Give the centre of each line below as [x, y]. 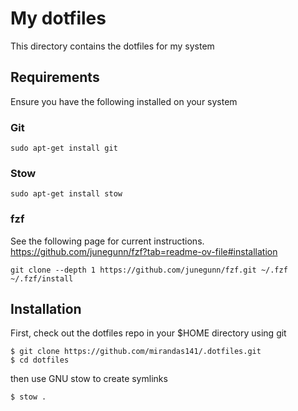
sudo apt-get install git [64, 148]
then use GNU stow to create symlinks [89, 379]
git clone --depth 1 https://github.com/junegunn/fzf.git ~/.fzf [149, 270]
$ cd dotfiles [40, 360]
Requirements [55, 77]
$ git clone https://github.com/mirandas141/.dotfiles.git [136, 352]
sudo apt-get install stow [66, 194]
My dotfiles [58, 18]
